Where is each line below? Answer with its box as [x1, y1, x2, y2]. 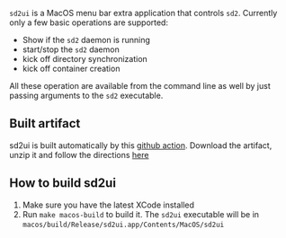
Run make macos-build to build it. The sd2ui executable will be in [22, 208, 259, 219]
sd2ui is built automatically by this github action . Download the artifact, [9, 139, 273, 151]
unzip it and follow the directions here [9, 149, 149, 160]
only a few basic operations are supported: [9, 17, 169, 28]
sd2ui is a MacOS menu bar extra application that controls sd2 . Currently [9, 8, 278, 18]
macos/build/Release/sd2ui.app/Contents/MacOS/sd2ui [22, 220, 225, 229]
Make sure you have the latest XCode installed [22, 199, 195, 210]
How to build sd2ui [9, 175, 117, 191]
